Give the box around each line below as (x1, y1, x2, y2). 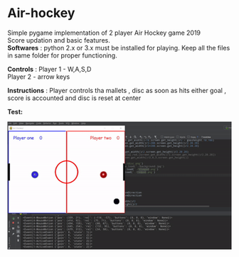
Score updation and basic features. (7, 35, 110, 44)
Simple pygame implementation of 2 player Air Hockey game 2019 (7, 28, 201, 37)
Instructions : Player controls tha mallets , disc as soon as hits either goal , (7, 86, 226, 94)
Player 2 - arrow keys (7, 72, 70, 81)
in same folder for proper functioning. (7, 51, 117, 60)
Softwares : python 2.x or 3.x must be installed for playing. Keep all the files (7, 43, 230, 52)
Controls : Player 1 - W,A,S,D (7, 65, 92, 73)
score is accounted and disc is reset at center (7, 94, 142, 102)
